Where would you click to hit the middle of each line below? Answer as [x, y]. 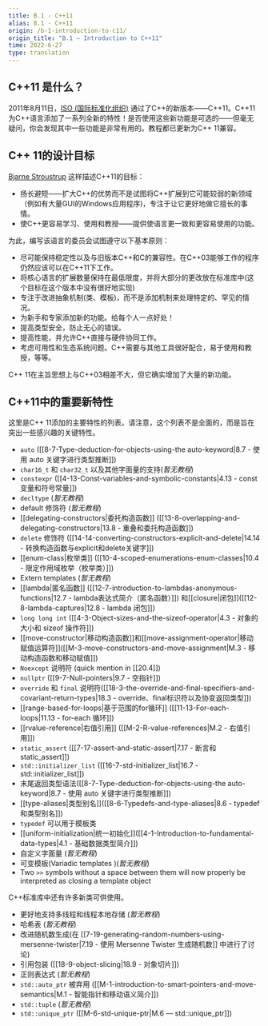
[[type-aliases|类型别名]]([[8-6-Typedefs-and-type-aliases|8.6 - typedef [140, 804]
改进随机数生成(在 [49, 934]
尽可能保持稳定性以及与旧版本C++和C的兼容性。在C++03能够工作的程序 [140, 257]
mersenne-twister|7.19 [56, 944]
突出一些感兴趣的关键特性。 [54, 433]
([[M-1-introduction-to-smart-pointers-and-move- [174, 984]
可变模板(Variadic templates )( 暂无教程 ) [85, 864]
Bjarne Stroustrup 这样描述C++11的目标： [76, 176]
